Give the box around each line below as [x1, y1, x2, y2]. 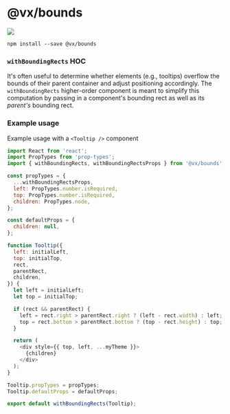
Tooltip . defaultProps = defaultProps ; [7, 388, 118, 395]
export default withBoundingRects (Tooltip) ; [7, 400, 137, 407]
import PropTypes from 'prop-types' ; [7, 153, 115, 161]
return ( [13, 337, 38, 345]
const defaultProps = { [7, 217, 76, 224]
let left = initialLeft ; [13, 287, 84, 294]
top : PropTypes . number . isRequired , [13, 191, 115, 199]
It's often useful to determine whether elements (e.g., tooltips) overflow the [7, 72, 220, 80]
